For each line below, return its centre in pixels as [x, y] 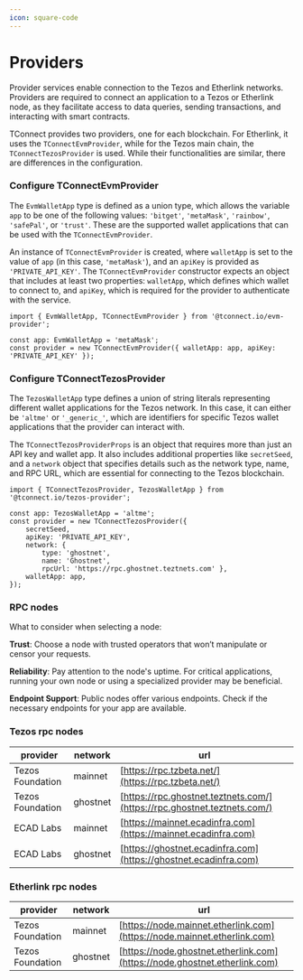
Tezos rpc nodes [46, 732]
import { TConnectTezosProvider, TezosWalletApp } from [116, 490]
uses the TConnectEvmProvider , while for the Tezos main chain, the [132, 143]
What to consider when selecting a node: [86, 627]
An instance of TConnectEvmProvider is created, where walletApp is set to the [151, 252]
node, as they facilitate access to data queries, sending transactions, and [145, 107]
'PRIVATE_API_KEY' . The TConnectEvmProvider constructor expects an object [150, 271]
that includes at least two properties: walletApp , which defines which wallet [149, 280]
